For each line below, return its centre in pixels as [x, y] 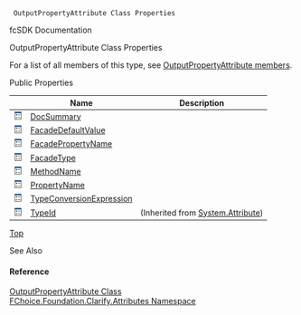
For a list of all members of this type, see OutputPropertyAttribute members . [151, 65]
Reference [29, 272]
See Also [26, 251]
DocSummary [56, 116]
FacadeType [53, 157]
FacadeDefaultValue [68, 130]
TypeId [43, 213]
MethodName [56, 171]
